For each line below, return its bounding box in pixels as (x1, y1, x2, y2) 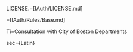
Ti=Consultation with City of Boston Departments (6, 28, 127, 35)
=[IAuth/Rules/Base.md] (6, 17, 66, 23)
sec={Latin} (6, 40, 35, 46)
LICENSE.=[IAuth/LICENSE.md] (6, 5, 83, 12)
